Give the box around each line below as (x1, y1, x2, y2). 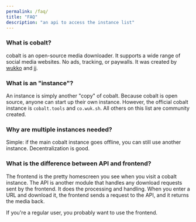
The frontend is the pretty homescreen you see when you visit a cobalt (6, 173, 177, 180)
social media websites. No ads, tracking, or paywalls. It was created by (6, 58, 177, 65)
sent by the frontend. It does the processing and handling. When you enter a (6, 185, 190, 192)
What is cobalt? (6, 39, 51, 47)
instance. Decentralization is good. (6, 145, 90, 152)
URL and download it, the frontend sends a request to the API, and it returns (6, 191, 189, 199)
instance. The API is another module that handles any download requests (6, 179, 183, 186)
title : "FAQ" (6, 14, 38, 20)
